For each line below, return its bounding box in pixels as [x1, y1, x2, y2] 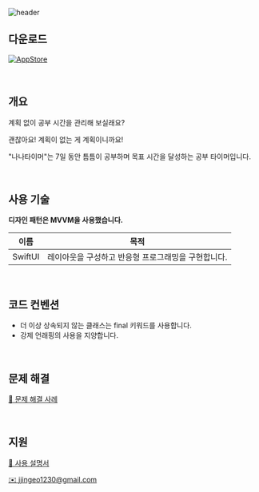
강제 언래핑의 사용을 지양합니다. [19, 331, 118, 340]
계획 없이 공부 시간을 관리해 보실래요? [8, 117, 126, 127]
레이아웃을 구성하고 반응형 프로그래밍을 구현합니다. [47, 252, 228, 263]
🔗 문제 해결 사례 [8, 395, 58, 404]
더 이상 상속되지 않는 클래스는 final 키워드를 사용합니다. [19, 320, 192, 331]
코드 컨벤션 [8, 298, 60, 311]
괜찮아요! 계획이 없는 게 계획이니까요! [8, 134, 124, 144]
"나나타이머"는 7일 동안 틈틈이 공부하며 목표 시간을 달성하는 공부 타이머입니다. [8, 152, 252, 161]
